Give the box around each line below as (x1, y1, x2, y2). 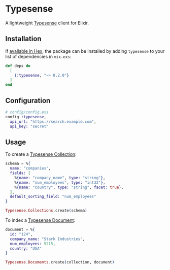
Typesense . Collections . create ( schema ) (5, 208, 87, 213)
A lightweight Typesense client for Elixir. (5, 20, 89, 26)
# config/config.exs (5, 110, 49, 115)
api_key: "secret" (10, 124, 49, 129)
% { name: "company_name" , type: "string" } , (14, 175, 106, 180)
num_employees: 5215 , (10, 241, 56, 246)
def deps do (5, 63, 30, 69)
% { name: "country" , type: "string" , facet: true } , (14, 185, 124, 190)
